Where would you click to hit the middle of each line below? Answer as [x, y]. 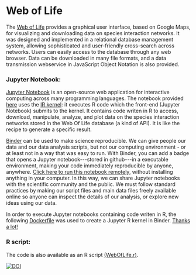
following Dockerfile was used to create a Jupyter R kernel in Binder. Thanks [98, 221]
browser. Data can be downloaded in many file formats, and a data [86, 58]
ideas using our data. [32, 203]
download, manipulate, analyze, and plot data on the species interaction [93, 117]
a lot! [12, 227]
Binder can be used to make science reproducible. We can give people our [96, 141]
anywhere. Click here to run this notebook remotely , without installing [90, 172]
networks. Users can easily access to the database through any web [89, 51]
